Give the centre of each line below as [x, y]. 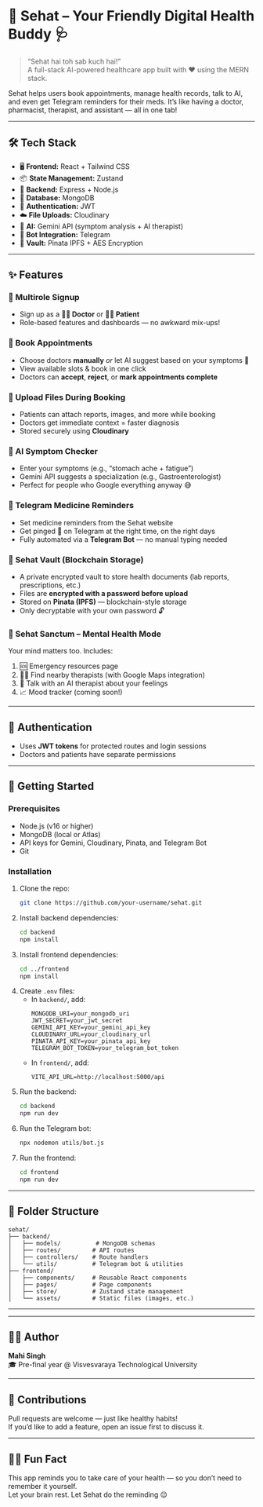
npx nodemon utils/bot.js [61, 1143]
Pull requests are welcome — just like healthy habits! [93, 1419]
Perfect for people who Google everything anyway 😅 [105, 485]
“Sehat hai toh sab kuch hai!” [74, 61]
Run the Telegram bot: [55, 1128]
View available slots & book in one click [83, 368]
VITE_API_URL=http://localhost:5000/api [98, 1077]
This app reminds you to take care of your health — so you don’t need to [125, 1478]
